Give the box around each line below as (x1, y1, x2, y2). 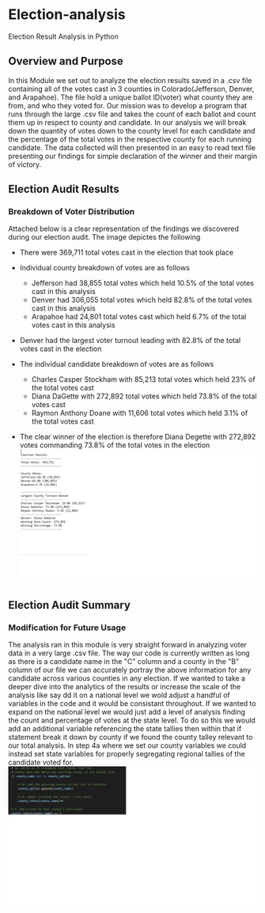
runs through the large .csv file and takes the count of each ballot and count (8, 109, 256, 119)
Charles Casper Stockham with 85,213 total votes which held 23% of (31, 375, 256, 384)
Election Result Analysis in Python (8, 32, 119, 41)
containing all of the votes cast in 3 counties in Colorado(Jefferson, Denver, (8, 84, 255, 93)
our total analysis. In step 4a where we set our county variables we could (8, 741, 247, 750)
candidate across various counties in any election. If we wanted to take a (8, 673, 246, 683)
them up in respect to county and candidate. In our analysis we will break (8, 117, 247, 127)
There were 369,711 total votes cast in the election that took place (19, 247, 234, 258)
